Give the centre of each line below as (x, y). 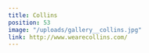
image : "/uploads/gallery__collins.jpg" (75, 30)
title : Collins (33, 15)
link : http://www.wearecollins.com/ (68, 37)
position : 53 (29, 23)
